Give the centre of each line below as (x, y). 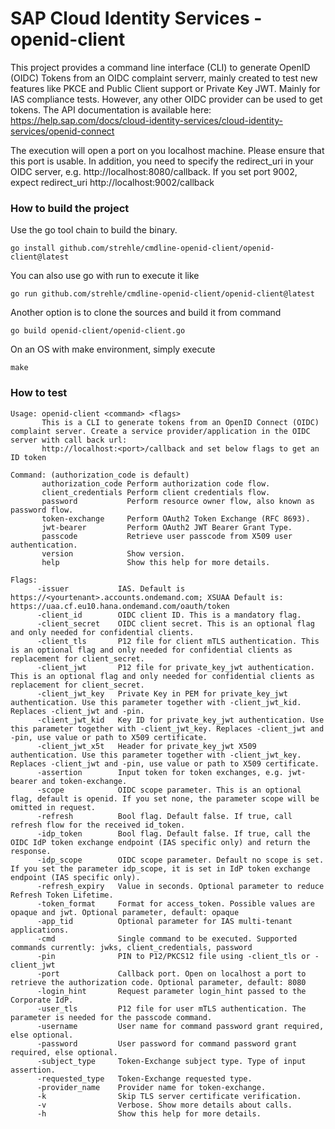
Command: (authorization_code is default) (100, 475)
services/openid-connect (62, 131)
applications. (40, 930)
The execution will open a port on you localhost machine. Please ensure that (167, 150)
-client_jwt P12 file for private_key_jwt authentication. (175, 667)
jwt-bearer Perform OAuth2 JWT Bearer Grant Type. (167, 527)
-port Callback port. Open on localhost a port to (171, 973)
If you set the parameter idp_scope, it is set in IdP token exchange (160, 868)
